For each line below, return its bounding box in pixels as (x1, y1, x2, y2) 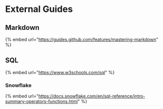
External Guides (5, 3, 73, 15)
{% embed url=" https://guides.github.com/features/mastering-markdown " (5, 36, 158, 42)
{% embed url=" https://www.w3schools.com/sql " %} (5, 69, 115, 75)
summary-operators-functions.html (5, 99, 78, 105)
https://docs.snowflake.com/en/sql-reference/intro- (38, 93, 145, 99)
